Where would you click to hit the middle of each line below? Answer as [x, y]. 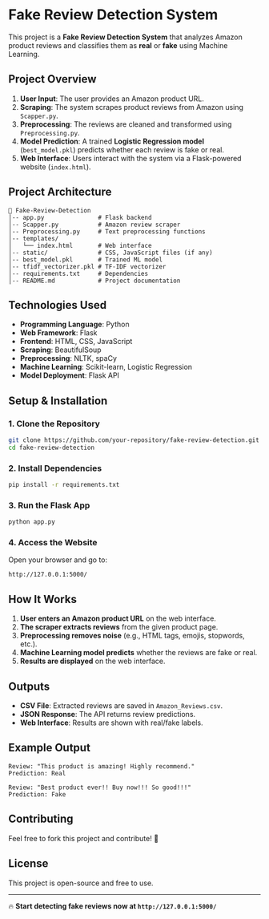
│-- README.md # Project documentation [94, 281]
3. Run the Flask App [49, 505]
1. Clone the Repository [54, 423]
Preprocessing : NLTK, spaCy [68, 358]
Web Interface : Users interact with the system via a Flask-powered [130, 158]
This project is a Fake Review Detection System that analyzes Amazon [125, 37]
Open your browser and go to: [58, 560]
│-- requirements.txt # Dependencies [78, 273]
